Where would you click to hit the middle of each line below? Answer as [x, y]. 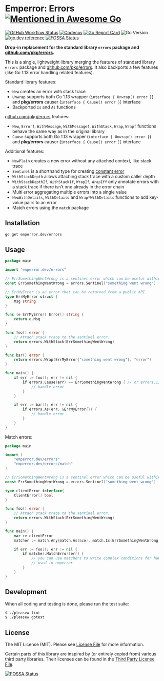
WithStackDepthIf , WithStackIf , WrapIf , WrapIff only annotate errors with [85, 182]
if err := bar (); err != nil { [46, 405]
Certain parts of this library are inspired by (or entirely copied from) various [81, 654]
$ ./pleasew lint [23, 613]
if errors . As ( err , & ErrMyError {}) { [60, 409]
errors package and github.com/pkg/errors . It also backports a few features [82, 67]
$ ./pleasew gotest [25, 617]
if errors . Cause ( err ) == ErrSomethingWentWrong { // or [81, 382]
